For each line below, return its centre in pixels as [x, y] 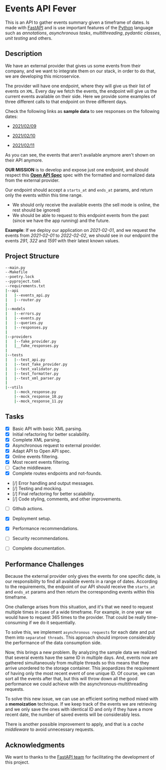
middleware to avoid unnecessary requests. [50, 729]
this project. [17, 762]
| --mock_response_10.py [39, 397]
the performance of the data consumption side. [53, 643]
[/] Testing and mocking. [37, 489]
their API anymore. [24, 160]
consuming [17, 623]
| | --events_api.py [28, 295]
